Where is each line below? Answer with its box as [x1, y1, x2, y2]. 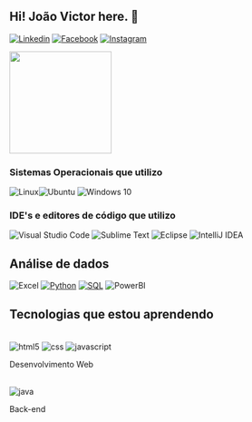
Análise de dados [9, 256, 110, 271]
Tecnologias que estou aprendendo [9, 306, 215, 322]
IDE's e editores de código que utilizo [9, 210, 177, 222]
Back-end [9, 403, 46, 414]
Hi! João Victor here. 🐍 [9, 9, 139, 25]
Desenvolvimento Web [9, 358, 93, 369]
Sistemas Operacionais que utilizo [9, 165, 163, 178]
